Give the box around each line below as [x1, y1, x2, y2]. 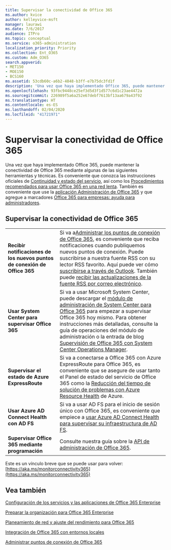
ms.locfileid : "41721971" [5, 112, 60, 117]
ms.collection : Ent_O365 [5, 50, 58, 55]
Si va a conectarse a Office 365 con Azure [59, 354, 161, 361]
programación [8, 447, 43, 455]
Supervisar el [8, 367, 41, 374]
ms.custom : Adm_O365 [5, 55, 49, 60]
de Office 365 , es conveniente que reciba [59, 235, 159, 243]
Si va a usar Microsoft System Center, [59, 288, 150, 295]
